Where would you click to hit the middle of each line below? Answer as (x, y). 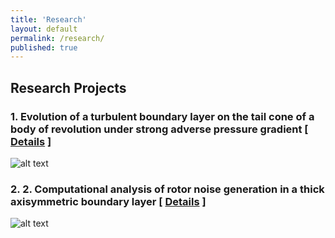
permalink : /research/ (57, 38)
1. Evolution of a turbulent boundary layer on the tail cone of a (162, 116)
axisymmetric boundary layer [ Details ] (108, 201)
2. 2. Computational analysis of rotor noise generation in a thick (167, 189)
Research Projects (68, 87)
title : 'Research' (48, 19)
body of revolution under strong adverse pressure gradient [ (159, 129)
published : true (44, 47)
